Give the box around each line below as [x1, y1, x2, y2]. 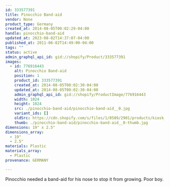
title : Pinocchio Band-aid [5, 12, 62, 17]
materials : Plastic [5, 144, 47, 149]
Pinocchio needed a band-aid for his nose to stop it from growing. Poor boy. [5, 176, 164, 182]
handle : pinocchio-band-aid [5, 31, 65, 36]
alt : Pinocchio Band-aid [14, 69, 67, 74]
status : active [5, 50, 37, 55]
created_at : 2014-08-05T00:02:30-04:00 [14, 82, 99, 87]
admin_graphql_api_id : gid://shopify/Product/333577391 [5, 54, 125, 60]
